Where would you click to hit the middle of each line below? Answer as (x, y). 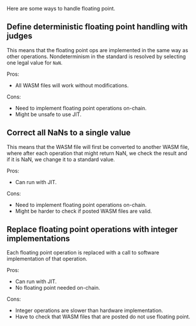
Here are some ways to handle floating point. (61, 9)
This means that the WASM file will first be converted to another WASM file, (98, 147)
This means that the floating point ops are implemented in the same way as (97, 50)
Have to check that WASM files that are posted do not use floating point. (102, 317)
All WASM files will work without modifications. (72, 85)
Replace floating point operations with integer (92, 230)
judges (20, 36)
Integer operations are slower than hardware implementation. (89, 311)
